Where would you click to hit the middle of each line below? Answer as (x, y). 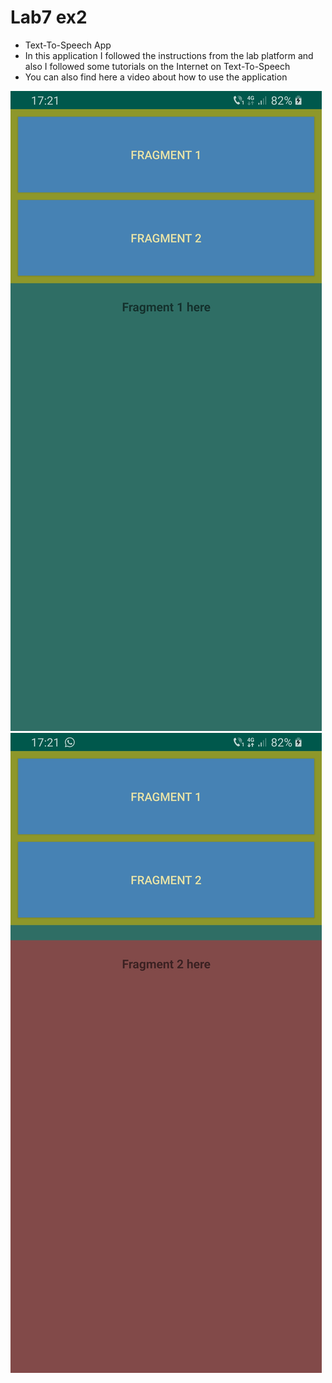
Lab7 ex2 (49, 17)
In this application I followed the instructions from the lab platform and (169, 55)
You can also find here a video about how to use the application (156, 77)
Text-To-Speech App (68, 45)
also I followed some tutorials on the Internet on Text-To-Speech (157, 66)
